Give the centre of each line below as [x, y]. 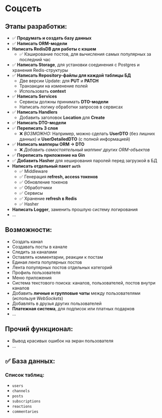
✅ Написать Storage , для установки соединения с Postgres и [76, 65]
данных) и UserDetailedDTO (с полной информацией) [75, 139]
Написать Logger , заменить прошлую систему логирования [75, 209]
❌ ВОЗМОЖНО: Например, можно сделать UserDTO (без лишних [87, 134]
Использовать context [43, 91]
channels [21, 391]
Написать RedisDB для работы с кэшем [54, 49]
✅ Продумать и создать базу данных [52, 38]
